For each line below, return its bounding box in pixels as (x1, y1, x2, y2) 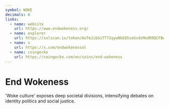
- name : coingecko (10, 49, 49, 54)
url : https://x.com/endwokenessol (14, 45, 87, 50)
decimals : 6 (5, 12, 30, 17)
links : (5, 17, 19, 22)
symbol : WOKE (5, 7, 33, 13)
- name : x (10, 40, 30, 45)
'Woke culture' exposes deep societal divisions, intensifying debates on (5, 93, 154, 99)
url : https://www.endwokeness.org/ (14, 26, 89, 31)
